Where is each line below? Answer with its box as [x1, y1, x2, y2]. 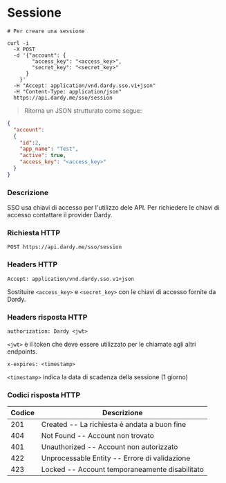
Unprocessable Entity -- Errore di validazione [41, 453, 191, 463]
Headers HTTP [7, 259, 58, 269]
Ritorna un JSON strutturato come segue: [23, 106, 142, 115]
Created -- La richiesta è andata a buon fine [41, 420, 187, 430]
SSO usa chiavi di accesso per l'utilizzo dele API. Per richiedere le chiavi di [7, 203, 220, 212]
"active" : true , [19, 152, 67, 159]
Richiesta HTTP [7, 228, 61, 238]
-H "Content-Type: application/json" [13, 88, 122, 95]
